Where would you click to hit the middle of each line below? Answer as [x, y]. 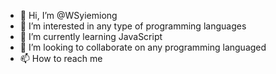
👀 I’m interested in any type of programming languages [133, 26]
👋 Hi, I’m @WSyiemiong [68, 15]
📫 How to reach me [61, 58]
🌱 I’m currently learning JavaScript [91, 36]
